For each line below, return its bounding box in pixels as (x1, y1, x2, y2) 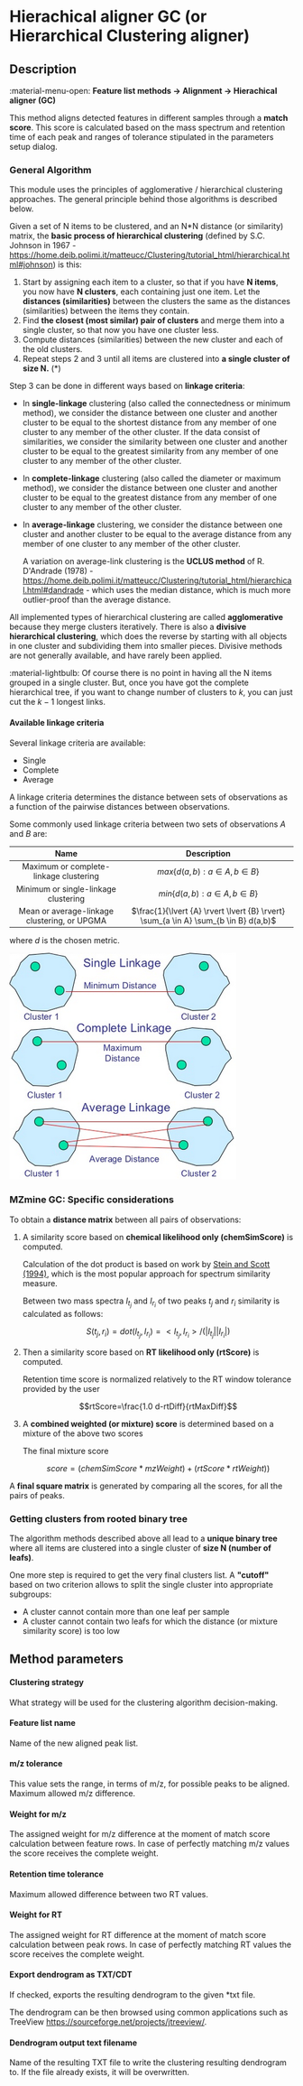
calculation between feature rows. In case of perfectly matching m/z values (9, 1839, 290, 1850)
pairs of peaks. (9, 1489, 65, 1500)
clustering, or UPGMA (25, 914, 106, 926)
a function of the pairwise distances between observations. (9, 801, 230, 811)
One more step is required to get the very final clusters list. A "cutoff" (9, 1570, 270, 1581)
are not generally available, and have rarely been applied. (9, 650, 223, 661)
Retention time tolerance (9, 1868, 104, 1879)
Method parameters (9, 1652, 124, 1667)
